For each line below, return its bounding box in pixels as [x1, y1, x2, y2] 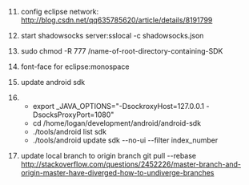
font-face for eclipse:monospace [20, 62, 130, 71]
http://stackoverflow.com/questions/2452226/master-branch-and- [20, 159, 242, 169]
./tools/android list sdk [32, 127, 107, 136]
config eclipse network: [20, 7, 99, 16]
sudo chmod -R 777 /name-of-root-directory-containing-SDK [20, 46, 223, 55]
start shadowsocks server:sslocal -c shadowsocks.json [20, 31, 204, 40]
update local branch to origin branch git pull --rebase [20, 151, 197, 160]
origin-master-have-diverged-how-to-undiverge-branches [20, 168, 215, 177]
